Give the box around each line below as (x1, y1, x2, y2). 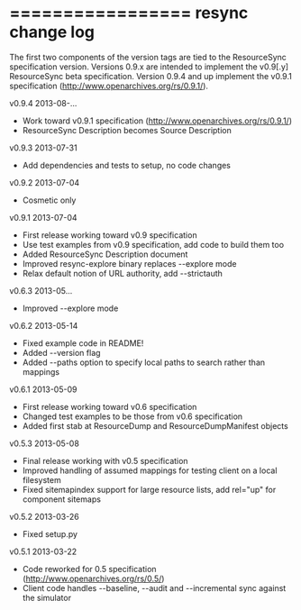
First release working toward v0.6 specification (22, 401, 197, 412)
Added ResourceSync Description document (22, 249, 188, 259)
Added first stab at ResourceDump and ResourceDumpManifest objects (22, 420, 288, 431)
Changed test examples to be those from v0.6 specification (22, 411, 243, 422)
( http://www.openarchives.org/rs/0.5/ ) (22, 573, 165, 584)
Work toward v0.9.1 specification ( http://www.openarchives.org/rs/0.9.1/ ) (22, 115, 293, 126)
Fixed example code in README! (22, 337, 144, 349)
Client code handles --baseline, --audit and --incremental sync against (22, 582, 287, 593)
